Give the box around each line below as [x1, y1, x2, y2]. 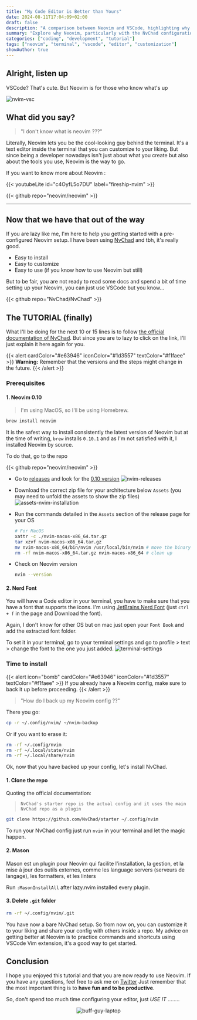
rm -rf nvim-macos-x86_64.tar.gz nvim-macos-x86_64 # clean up [14, 550, 173, 556]
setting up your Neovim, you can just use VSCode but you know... [6, 284, 165, 291]
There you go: [6, 708, 40, 715]
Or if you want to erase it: [6, 730, 67, 737]
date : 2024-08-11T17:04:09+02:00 [6, 14, 88, 20]
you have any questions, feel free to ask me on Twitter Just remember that [6, 978, 186, 985]
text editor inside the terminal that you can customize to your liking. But [6, 146, 178, 153]
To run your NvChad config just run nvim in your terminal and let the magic [6, 827, 186, 834]
